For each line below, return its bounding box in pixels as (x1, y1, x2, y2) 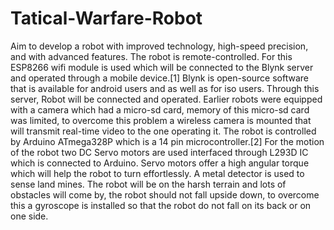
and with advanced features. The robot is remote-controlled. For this (10, 50, 293, 62)
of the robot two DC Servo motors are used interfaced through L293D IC (10, 146, 309, 158)
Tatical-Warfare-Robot (10, 7, 203, 30)
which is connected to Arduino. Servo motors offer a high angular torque (10, 157, 310, 169)
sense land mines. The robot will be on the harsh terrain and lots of (10, 178, 287, 190)
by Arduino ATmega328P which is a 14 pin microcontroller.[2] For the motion (10, 135, 325, 147)
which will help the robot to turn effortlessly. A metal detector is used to (10, 167, 305, 179)
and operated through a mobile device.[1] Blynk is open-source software (10, 72, 309, 84)
